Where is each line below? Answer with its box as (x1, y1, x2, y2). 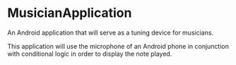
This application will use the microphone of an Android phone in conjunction (7, 42, 230, 50)
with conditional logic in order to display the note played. (7, 49, 172, 58)
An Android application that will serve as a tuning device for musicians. (7, 28, 214, 37)
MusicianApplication (7, 5, 132, 21)
